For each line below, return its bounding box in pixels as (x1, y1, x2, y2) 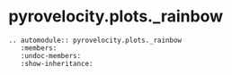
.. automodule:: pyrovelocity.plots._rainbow (8, 36, 182, 45)
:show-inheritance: (20, 59, 94, 68)
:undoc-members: (20, 51, 82, 60)
